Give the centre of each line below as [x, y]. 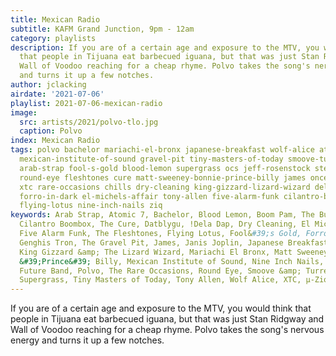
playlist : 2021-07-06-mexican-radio [86, 103]
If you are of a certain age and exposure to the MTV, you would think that [161, 308]
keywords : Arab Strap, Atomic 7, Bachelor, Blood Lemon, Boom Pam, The [162, 215]
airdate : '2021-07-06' [57, 94]
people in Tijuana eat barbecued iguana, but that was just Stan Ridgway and [167, 319]
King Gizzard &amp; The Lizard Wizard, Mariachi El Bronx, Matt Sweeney [174, 252]
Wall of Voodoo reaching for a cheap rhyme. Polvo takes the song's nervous [167, 330]
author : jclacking [48, 85]
